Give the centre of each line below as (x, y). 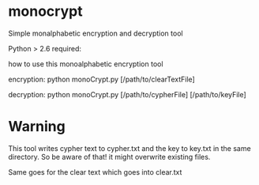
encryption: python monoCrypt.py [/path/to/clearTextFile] (101, 79)
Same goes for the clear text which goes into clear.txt (95, 172)
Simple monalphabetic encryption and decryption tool (96, 33)
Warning (37, 127)
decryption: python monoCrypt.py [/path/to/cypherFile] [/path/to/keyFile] (127, 94)
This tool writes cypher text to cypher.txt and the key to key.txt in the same (129, 148)
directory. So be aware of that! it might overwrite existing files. (109, 157)
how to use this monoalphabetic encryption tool (86, 64)
